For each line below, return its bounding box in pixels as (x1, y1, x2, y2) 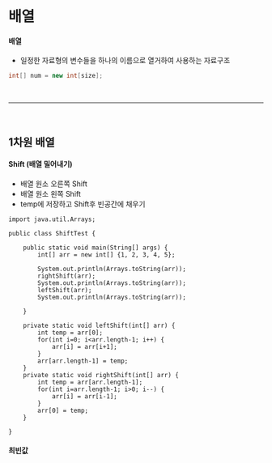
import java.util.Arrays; (8, 215, 96, 223)
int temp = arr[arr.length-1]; (37, 378, 143, 386)
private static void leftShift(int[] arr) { (23, 321, 176, 329)
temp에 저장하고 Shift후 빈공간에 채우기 (19, 199, 146, 209)
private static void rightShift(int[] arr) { (23, 371, 180, 379)
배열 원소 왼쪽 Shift (19, 189, 81, 198)
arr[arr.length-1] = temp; (37, 357, 129, 365)
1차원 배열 (8, 135, 55, 149)
